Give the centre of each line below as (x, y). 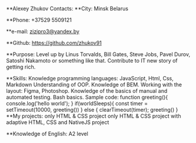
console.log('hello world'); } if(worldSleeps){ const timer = (77, 103)
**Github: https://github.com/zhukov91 (54, 43)
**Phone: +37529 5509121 (39, 20)
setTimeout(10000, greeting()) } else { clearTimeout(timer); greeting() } (92, 110)
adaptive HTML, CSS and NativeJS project (58, 122)
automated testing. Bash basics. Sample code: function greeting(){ (87, 97)
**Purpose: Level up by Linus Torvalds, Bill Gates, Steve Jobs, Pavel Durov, (98, 54)
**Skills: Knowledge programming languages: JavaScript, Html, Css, (90, 78)
